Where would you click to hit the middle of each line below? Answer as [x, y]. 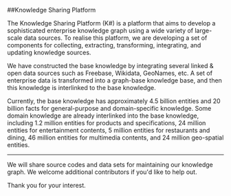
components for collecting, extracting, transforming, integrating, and [104, 45]
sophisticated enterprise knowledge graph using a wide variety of [100, 31]
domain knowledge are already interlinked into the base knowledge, [103, 116]
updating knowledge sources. [49, 52]
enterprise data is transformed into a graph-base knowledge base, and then [114, 80]
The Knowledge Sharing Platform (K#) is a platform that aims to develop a [111, 23]
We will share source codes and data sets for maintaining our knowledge [110, 165]
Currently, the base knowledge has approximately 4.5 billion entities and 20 [114, 101]
